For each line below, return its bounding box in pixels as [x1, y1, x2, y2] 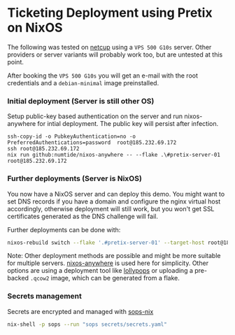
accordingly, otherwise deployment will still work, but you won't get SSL [7, 204, 215, 213]
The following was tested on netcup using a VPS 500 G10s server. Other [7, 43, 212, 51]
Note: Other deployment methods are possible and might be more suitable [7, 252, 221, 260]
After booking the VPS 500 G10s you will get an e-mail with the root [7, 71, 198, 80]
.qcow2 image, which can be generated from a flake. [30, 274, 180, 283]
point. [7, 57, 24, 66]
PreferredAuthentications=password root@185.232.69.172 [7, 139, 177, 146]
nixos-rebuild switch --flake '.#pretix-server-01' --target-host [7, 239, 205, 246]
